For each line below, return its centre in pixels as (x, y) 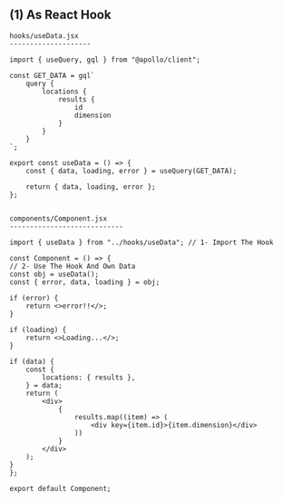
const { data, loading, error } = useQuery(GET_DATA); (132, 171)
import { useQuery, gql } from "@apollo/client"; (105, 59)
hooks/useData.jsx (44, 35)
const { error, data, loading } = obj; (85, 282)
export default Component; (60, 488)
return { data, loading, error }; (91, 187)
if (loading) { (38, 330)
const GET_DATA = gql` (52, 75)
